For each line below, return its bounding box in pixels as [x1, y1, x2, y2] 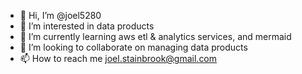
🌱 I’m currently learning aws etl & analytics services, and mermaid [19, 31, 292, 42]
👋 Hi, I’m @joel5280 [19, 10, 102, 21]
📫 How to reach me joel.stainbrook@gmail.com [19, 53, 218, 64]
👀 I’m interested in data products [19, 20, 155, 32]
